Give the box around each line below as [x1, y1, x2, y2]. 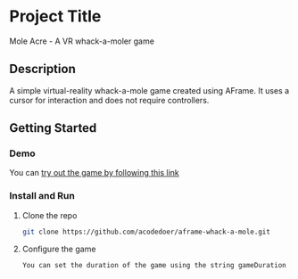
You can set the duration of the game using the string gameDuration [21, 260, 287, 269]
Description [9, 62, 76, 77]
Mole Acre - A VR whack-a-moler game [9, 36, 154, 46]
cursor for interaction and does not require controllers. [9, 94, 210, 105]
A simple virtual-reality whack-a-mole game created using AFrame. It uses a [9, 85, 290, 95]
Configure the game [21, 243, 96, 254]
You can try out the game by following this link [9, 168, 180, 178]
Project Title [9, 6, 102, 27]
